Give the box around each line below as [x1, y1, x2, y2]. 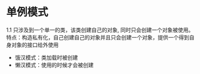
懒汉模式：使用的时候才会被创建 [14, 61, 94, 69]
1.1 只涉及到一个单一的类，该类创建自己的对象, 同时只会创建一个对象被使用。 [6, 26, 194, 33]
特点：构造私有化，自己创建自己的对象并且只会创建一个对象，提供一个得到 [6, 33, 189, 41]
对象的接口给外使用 [11, 41, 59, 48]
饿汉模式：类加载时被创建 [14, 54, 78, 61]
